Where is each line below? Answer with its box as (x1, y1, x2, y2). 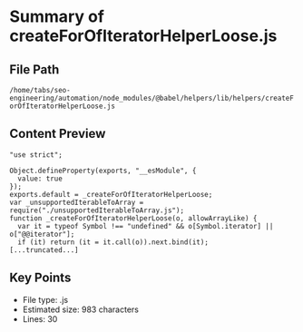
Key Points (9, 270, 72, 286)
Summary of (9, 6, 104, 27)
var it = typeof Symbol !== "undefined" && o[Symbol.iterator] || (17, 221, 274, 230)
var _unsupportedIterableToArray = (9, 198, 144, 207)
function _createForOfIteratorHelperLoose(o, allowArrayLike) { (9, 213, 258, 223)
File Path (9, 62, 60, 77)
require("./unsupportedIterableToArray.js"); (9, 206, 184, 215)
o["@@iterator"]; (9, 229, 75, 239)
